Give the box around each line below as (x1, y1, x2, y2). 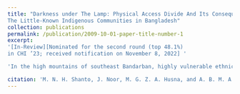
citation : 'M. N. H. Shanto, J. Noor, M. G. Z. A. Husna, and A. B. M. (7, 75, 225, 83)
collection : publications (7, 23, 84, 31)
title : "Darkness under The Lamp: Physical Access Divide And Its (7, 10, 209, 18)
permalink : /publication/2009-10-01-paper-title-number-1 (7, 30, 184, 38)
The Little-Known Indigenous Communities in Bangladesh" (7, 17, 181, 24)
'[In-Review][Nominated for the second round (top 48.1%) (7, 43, 184, 51)
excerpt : (7, 37, 34, 44)
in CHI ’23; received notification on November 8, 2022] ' (7, 51, 187, 58)
